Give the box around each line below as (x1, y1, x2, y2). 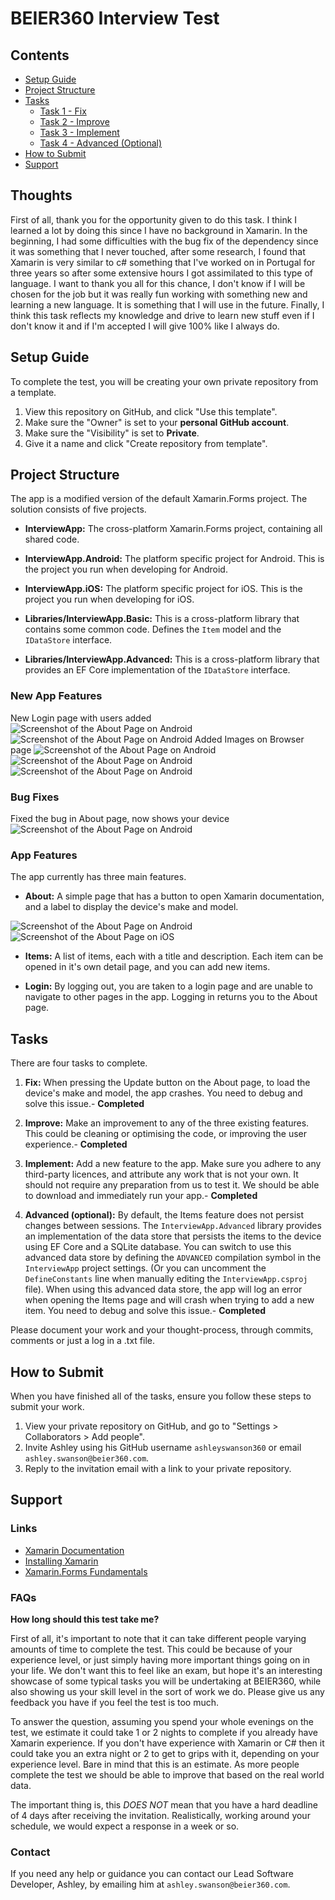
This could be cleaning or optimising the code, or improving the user (24, 1128, 308, 1140)
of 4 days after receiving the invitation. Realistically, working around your (10, 1809, 311, 1821)
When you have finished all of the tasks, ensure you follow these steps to (10, 1390, 312, 1402)
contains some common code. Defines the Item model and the (24, 623, 282, 636)
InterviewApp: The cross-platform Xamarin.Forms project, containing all (24, 523, 323, 535)
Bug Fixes (10, 790, 60, 804)
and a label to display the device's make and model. (24, 901, 239, 913)
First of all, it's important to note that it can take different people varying (10, 1632, 307, 1644)
